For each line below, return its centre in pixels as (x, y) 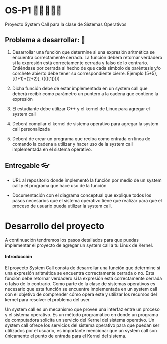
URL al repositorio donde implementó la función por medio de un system (87, 180)
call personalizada (31, 129)
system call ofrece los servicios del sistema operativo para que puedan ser (82, 325)
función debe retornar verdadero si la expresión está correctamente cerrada (83, 278)
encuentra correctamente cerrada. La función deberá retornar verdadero (87, 57)
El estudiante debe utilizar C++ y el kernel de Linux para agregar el (81, 108)
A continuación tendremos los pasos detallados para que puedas (72, 240)
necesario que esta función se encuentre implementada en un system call (81, 289)
